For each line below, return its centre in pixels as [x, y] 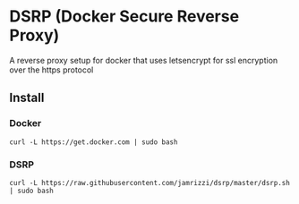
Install [27, 98]
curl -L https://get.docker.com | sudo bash [94, 142]
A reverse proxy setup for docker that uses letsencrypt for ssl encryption [144, 60]
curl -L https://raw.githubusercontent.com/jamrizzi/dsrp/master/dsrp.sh [150, 183]
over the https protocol [51, 70]
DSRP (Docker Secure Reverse [124, 17]
